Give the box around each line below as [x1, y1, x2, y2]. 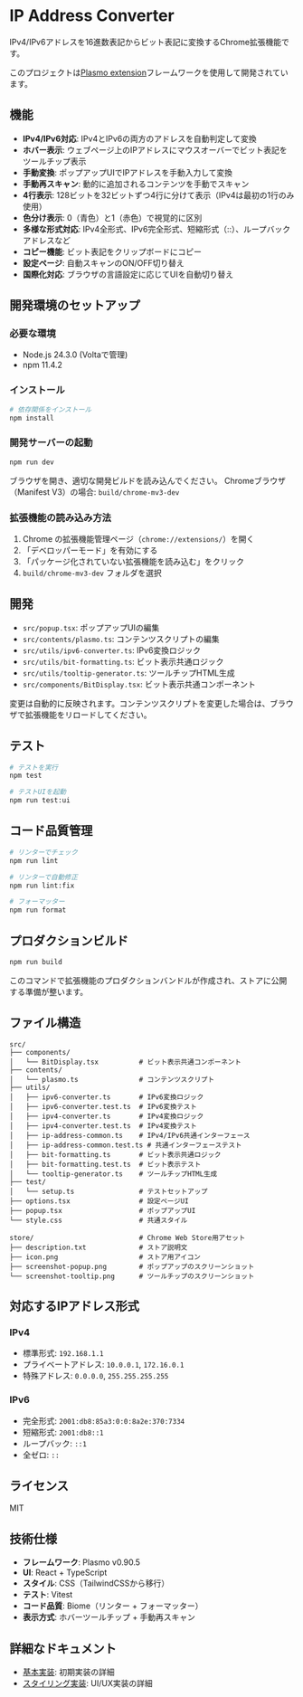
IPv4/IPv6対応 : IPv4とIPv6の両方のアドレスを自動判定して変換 [22, 133, 258, 144]
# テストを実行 [9, 763, 59, 772]
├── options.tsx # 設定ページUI [9, 1196, 189, 1206]
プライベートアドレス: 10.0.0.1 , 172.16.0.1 [22, 1359, 185, 1370]
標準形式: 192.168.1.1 [22, 1348, 104, 1359]
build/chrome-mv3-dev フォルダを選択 [22, 567, 162, 578]
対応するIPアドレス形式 [9, 1299, 140, 1314]
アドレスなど [22, 234, 71, 245]
